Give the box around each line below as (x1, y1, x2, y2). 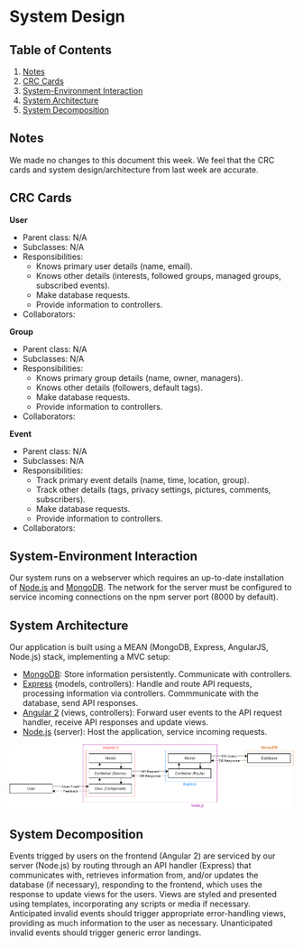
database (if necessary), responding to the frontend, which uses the (9, 879, 263, 890)
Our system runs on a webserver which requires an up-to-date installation (9, 572, 284, 583)
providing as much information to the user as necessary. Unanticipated (9, 918, 273, 929)
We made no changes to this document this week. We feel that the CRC (9, 154, 275, 165)
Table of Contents (9, 42, 113, 58)
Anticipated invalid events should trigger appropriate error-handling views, (9, 908, 287, 919)
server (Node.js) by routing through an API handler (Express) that (9, 860, 252, 871)
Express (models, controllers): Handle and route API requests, (22, 679, 252, 690)
